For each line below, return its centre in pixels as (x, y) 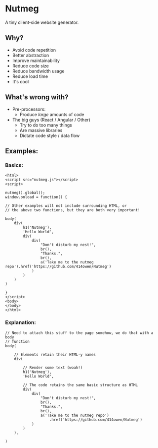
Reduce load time (30, 76)
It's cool (20, 81)
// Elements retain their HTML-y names (55, 354)
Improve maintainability (36, 61)
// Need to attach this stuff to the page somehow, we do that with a (79, 333)
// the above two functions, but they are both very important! (73, 210)
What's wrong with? (37, 97)
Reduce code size (31, 65)
